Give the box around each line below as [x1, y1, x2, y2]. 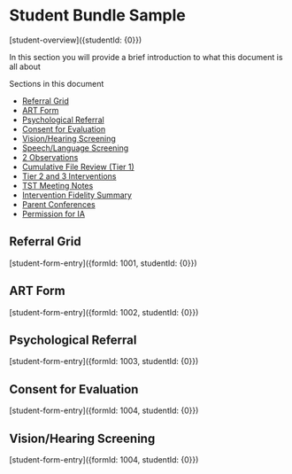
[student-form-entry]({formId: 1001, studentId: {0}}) [9, 258, 197, 268]
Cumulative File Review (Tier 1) [21, 161, 134, 172]
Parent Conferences [21, 198, 96, 209]
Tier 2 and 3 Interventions [21, 170, 117, 182]
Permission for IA [21, 208, 86, 219]
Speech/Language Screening [21, 143, 129, 153]
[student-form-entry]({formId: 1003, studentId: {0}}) [9, 356, 199, 367]
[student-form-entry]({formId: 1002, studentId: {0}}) [9, 307, 199, 317]
